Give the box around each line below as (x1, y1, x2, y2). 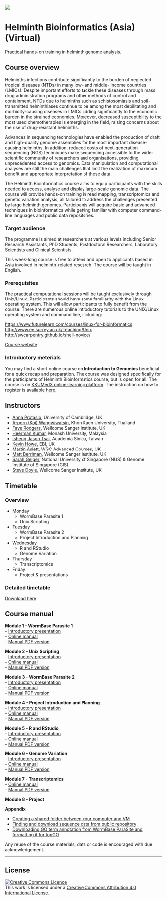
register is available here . (5, 387, 57, 393)
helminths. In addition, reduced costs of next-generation (22, 145, 138, 150)
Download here (5, 596, 36, 601)
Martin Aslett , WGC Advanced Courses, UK (12, 446, 101, 452)
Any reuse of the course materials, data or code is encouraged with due (5, 841, 153, 847)
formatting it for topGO (12, 832, 59, 838)
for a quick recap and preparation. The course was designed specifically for (5, 371, 161, 377)
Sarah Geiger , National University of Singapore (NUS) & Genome (12, 456, 145, 463)
